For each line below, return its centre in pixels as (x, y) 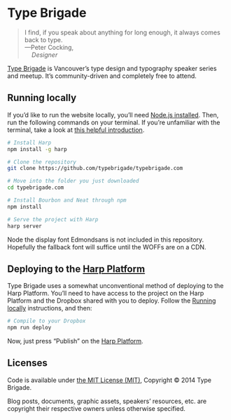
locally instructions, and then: (50, 308)
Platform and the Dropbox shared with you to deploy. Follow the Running (112, 301)
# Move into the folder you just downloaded (73, 181)
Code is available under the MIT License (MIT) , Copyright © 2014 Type (110, 380)
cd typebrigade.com (36, 188)
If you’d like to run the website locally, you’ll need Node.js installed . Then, (113, 114)
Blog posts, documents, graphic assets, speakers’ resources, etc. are (107, 401)
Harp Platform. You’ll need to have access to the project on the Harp (106, 294)
